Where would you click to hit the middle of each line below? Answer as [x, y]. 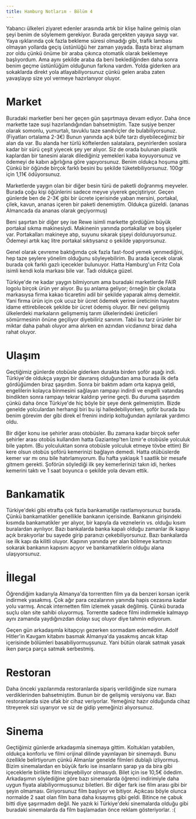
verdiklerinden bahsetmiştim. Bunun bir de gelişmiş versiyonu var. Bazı [91, 695]
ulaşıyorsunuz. [24, 554]
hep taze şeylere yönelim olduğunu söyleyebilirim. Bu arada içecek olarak [94, 258]
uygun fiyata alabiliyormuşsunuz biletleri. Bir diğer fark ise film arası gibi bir [97, 785]
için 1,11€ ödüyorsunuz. [34, 174]
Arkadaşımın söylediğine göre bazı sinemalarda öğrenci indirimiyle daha [93, 779]
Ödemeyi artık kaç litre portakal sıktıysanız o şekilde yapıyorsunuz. [86, 241]
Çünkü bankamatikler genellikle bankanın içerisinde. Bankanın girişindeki [94, 516]
